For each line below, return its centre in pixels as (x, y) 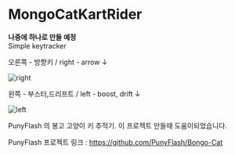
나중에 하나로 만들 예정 (42, 37)
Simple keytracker (37, 45)
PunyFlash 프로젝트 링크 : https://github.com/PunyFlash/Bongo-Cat (116, 142)
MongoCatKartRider (75, 14)
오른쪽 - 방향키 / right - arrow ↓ (58, 62)
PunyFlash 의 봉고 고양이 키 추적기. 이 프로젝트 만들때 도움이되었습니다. (117, 125)
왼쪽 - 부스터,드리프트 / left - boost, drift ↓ (74, 94)
